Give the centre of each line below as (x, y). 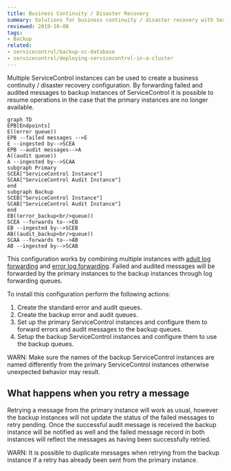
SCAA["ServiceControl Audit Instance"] (64, 179)
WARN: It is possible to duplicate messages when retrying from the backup (113, 452)
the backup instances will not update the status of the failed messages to (111, 417)
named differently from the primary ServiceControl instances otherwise (108, 364)
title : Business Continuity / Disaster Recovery (78, 13)
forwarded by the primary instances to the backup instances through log (110, 273)
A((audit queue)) (32, 155)
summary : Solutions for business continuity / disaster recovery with (110, 20)
